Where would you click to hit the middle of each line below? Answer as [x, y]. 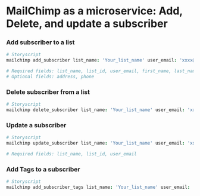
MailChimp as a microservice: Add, [94, 11]
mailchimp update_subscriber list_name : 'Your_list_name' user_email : [96, 143]
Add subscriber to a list [40, 42]
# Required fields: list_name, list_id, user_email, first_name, [89, 71]
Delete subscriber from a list [48, 92]
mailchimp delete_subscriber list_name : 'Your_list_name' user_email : [96, 110]
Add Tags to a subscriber [43, 169]
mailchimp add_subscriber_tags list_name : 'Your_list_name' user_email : [98, 187]
